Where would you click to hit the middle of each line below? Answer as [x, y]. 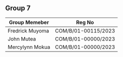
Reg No [85, 22]
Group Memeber [29, 22]
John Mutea [22, 38]
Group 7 [18, 8]
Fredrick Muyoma [28, 30]
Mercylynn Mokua [29, 47]
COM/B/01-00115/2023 [85, 30]
